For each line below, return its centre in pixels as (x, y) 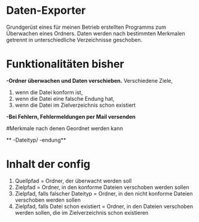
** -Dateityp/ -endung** (36, 140)
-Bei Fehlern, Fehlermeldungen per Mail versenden (71, 116)
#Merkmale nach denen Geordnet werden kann (65, 128)
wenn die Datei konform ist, (49, 92)
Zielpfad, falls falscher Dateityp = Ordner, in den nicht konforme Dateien (104, 193)
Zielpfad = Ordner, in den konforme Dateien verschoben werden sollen (102, 187)
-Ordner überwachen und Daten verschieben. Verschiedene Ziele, (90, 80)
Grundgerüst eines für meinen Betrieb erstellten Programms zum (86, 27)
